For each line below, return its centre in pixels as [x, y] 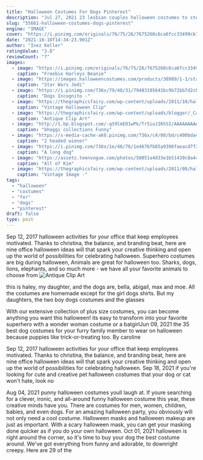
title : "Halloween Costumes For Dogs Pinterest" [69, 12]
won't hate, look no [30, 381]
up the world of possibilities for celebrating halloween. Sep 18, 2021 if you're [101, 368]
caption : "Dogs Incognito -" [54, 96]
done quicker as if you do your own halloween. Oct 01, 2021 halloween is [97, 431]
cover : [14, 34]
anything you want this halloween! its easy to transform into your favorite [97, 318]
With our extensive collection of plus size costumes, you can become [93, 311]
